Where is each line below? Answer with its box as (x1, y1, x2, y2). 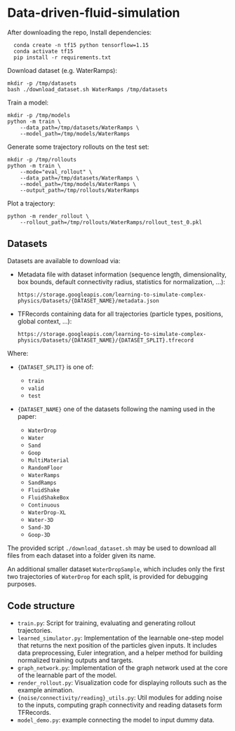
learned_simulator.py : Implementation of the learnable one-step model (17, 633, 224, 642)
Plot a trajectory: (7, 199, 55, 208)
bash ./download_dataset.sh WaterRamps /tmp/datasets (7, 86, 168, 93)
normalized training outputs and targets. (17, 656, 134, 664)
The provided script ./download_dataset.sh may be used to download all (7, 544, 217, 552)
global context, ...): (17, 317, 72, 326)
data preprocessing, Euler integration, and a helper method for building (17, 648, 223, 657)
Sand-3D (27, 524, 51, 531)
